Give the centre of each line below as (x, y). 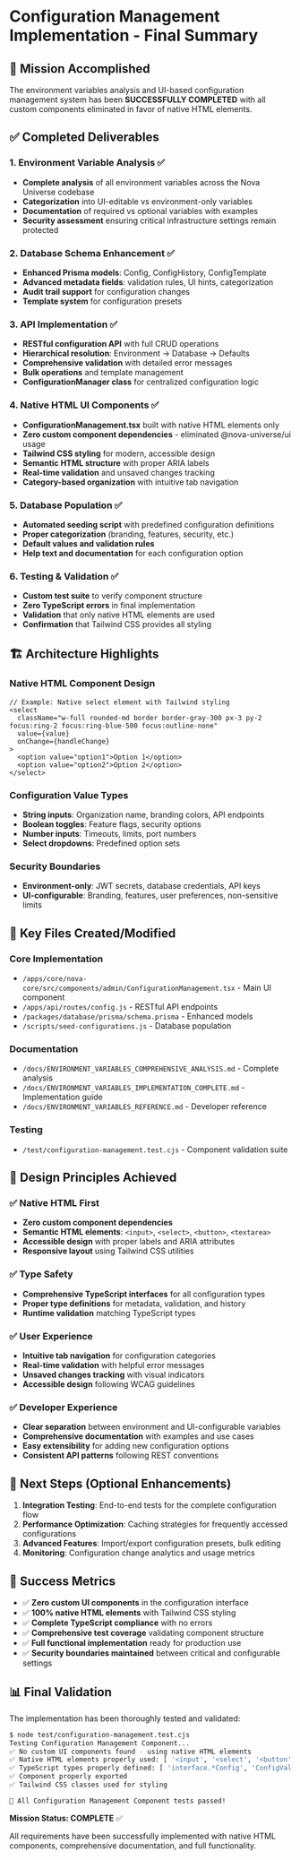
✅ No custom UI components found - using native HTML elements (131, 1752)
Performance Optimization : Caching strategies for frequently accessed (155, 1524)
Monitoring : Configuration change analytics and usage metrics (138, 1553)
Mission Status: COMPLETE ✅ (66, 1818)
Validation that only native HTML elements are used (118, 615)
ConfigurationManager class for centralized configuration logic (141, 382)
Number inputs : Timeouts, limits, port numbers (109, 834)
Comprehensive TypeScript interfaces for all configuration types (144, 1294)
